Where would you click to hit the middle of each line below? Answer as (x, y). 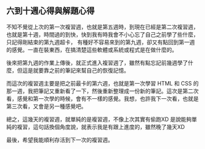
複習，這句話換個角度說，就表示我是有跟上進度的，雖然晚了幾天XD (101, 126)
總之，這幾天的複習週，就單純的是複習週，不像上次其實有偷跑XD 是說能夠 (99, 119)
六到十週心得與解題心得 (50, 11)
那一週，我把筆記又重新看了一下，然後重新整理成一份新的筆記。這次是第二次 (103, 91)
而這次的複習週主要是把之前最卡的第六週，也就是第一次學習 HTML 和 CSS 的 (103, 83)
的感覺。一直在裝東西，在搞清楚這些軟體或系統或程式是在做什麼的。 (92, 49)
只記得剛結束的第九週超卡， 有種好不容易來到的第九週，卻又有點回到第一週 (101, 42)
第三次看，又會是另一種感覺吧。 (46, 106)
